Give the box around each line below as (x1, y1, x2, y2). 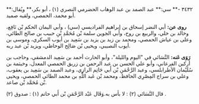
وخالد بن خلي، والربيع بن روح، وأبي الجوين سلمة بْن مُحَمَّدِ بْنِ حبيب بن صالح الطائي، (6, 30, 189, 37)
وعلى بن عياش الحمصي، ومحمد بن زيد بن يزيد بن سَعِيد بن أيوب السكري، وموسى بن (6, 36, 192, 43)
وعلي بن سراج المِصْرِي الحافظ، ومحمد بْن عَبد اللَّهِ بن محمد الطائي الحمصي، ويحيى (6, 73, 189, 79)
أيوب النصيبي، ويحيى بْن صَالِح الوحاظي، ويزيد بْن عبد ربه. (6, 42, 131, 49)
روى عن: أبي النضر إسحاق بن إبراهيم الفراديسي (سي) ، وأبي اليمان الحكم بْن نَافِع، (6, 24, 187, 30)
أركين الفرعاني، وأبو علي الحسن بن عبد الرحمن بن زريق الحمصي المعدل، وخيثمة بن (6, 60, 191, 67)
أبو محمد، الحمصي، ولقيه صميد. (6, 12, 76, 19)
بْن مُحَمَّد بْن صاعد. (6, 79, 47, 86)
